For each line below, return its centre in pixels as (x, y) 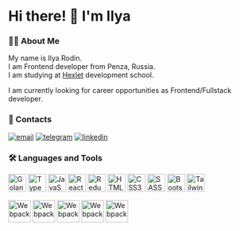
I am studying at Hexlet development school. (81, 75)
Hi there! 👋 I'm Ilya (70, 16)
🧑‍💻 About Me (34, 41)
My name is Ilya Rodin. (45, 58)
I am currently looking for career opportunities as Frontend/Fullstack (120, 90)
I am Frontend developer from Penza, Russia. (82, 67)
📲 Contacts (30, 120)
